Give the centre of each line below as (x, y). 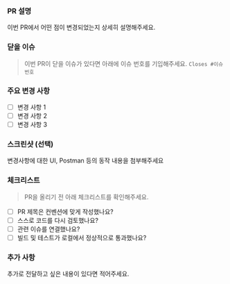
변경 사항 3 (32, 125)
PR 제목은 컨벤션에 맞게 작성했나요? (65, 211)
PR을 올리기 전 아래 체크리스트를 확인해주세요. (86, 197)
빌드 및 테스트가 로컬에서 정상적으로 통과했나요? (82, 237)
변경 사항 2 (32, 115)
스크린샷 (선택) (30, 144)
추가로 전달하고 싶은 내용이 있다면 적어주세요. (68, 274)
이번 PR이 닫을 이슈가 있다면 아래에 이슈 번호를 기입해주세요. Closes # (119, 63)
